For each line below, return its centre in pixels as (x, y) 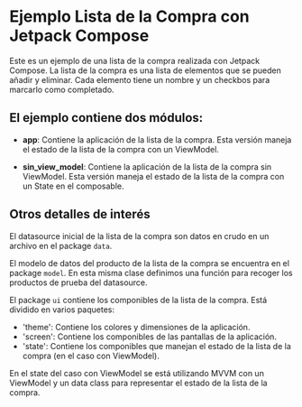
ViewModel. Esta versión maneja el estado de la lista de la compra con (153, 176)
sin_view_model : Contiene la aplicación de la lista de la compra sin (147, 166)
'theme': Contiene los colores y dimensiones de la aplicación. (136, 327)
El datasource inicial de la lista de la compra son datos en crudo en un (139, 236)
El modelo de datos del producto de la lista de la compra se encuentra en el (150, 263)
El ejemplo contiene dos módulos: (106, 118)
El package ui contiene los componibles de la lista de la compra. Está (138, 300)
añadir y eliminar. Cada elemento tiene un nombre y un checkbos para (140, 79)
